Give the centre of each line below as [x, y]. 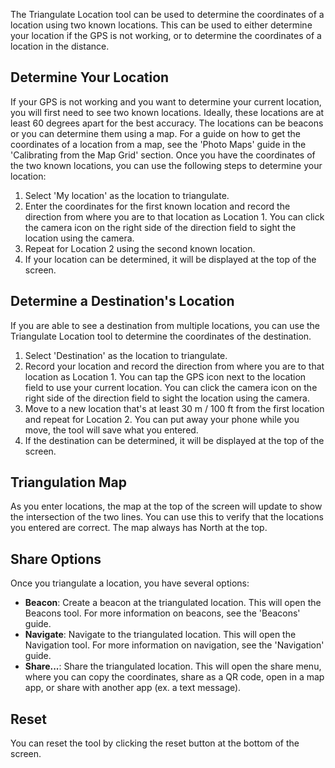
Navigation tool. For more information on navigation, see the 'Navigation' [174, 645]
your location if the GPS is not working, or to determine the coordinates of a [166, 35]
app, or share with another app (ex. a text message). [133, 688]
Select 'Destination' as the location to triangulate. [126, 355]
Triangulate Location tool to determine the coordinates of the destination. [161, 336]
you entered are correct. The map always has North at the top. [139, 528]
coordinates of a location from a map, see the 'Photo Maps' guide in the [158, 144]
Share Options [56, 559]
